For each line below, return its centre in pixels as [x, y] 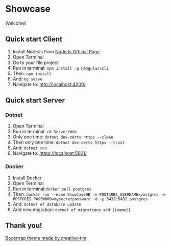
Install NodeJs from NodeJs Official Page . [57, 51]
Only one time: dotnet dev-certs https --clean [63, 137]
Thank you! [24, 226]
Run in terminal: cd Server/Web [45, 132]
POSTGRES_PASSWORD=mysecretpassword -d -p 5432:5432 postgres [80, 199]
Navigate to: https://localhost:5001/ [50, 153]
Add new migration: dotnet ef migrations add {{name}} [72, 209]
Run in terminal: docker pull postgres [52, 189]
